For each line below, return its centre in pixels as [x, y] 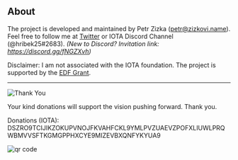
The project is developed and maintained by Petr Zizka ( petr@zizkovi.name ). [119, 28]
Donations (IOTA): [33, 120]
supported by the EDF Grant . [49, 72]
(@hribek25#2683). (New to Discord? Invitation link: [83, 44]
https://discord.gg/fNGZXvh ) [50, 51]
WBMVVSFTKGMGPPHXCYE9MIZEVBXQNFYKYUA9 [84, 135]
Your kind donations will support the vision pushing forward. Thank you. [112, 106]
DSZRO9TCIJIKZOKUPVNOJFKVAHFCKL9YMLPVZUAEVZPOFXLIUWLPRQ [116, 127]
